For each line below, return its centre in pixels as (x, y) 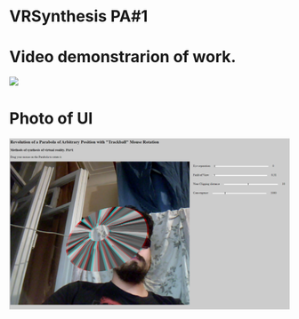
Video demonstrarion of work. (123, 57)
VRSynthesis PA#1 (79, 16)
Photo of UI (51, 119)
